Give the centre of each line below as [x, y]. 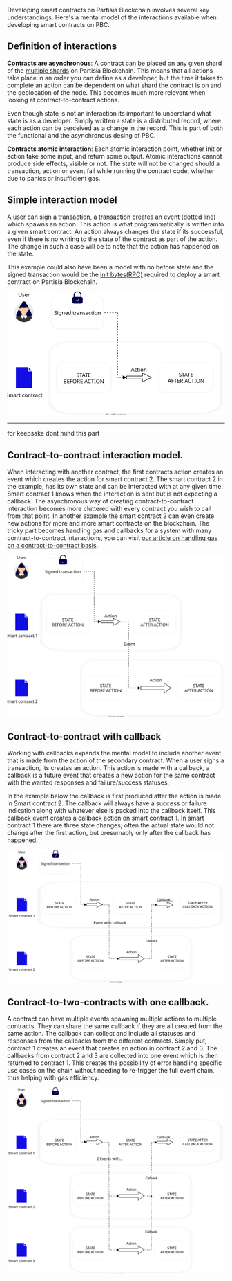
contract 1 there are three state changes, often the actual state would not [111, 825]
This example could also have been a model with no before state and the [110, 267]
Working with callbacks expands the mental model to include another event [114, 753]
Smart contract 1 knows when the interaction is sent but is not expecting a [112, 494]
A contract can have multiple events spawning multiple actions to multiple [112, 1019]
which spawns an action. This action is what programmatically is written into [116, 224]
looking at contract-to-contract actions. [63, 100]
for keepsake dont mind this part [54, 433]
